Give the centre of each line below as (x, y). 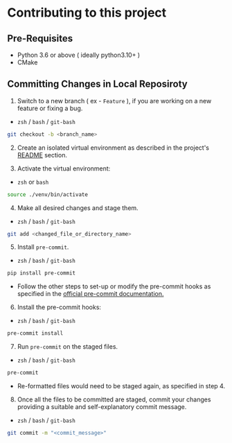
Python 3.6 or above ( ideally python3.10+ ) (79, 55)
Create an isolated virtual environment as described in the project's (113, 148)
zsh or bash (33, 182)
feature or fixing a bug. (50, 108)
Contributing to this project (87, 13)
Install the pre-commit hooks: (59, 307)
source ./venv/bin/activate (48, 194)
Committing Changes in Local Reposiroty (98, 84)
